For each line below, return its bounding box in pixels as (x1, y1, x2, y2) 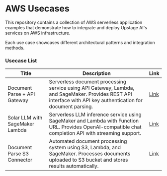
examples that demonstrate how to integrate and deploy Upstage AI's (5, 24, 148, 30)
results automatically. (49, 163, 99, 170)
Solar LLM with (7, 115, 43, 121)
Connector (7, 157, 33, 164)
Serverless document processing (49, 78, 127, 85)
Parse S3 (7, 150, 29, 157)
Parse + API (7, 91, 35, 98)
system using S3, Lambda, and (49, 144, 121, 151)
